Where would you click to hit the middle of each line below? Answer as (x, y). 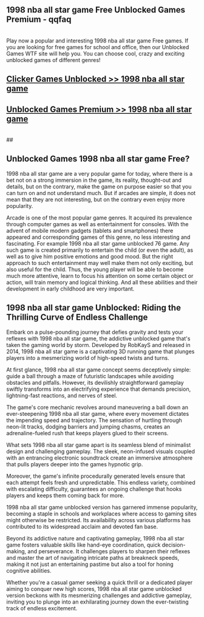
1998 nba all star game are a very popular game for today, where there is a (100, 173)
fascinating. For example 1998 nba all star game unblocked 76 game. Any (98, 243)
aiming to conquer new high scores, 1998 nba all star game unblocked (94, 588)
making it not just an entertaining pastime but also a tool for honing (90, 564)
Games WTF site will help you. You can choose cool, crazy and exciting (96, 53)
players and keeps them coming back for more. (65, 495)
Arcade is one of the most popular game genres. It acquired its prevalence (99, 218)
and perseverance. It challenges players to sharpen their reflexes (109, 551)
